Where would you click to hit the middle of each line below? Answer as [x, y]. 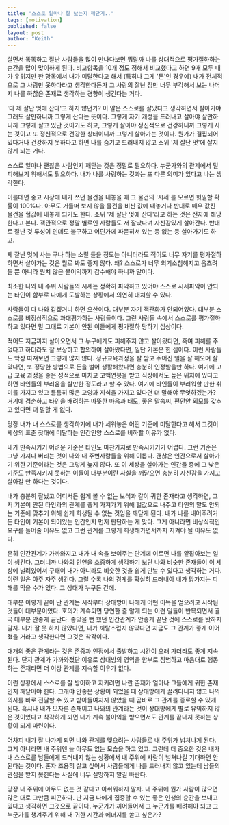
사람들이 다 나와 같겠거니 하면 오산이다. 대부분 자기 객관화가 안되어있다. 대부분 [111, 310]
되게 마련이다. [38, 726]
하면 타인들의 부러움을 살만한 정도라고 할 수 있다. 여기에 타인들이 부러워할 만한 [111, 384]
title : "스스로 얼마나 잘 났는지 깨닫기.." [60, 13]
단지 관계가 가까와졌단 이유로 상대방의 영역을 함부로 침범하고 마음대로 [114, 660]
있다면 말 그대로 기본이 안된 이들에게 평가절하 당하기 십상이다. [102, 327]
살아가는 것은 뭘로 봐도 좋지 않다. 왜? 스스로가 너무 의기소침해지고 [112, 263]
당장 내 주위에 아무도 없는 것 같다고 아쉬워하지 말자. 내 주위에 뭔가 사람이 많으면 [113, 789]
